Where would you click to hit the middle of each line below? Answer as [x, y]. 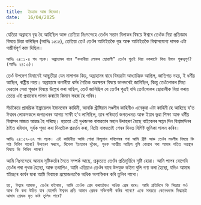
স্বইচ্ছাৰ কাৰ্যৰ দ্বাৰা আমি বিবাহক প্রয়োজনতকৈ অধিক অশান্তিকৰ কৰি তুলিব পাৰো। [73, 174]
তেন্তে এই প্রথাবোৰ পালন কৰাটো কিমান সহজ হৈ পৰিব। [52, 96]
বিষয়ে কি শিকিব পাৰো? [25, 149]
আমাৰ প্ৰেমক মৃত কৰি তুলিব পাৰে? [34, 196]
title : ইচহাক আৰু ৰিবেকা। [34, 12]
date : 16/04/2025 [31, 17]
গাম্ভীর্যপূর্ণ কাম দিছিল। [25, 48]
